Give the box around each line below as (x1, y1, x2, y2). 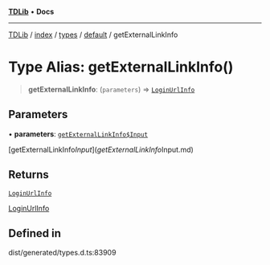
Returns (8, 168, 50, 181)
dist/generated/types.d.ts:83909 (8, 248, 117, 258)
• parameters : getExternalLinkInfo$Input (8, 128, 149, 139)
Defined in (8, 226, 62, 240)
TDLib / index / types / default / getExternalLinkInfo (8, 30, 178, 39)
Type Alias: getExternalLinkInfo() (8, 58, 234, 76)
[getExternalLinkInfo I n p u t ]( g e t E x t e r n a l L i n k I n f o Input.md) (8, 145, 194, 154)
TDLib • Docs (8, 7, 55, 16)
